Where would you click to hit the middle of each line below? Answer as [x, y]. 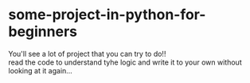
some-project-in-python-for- [107, 15]
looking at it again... [41, 70]
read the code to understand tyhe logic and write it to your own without [125, 62]
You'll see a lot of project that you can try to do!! [87, 53]
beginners [43, 32]
